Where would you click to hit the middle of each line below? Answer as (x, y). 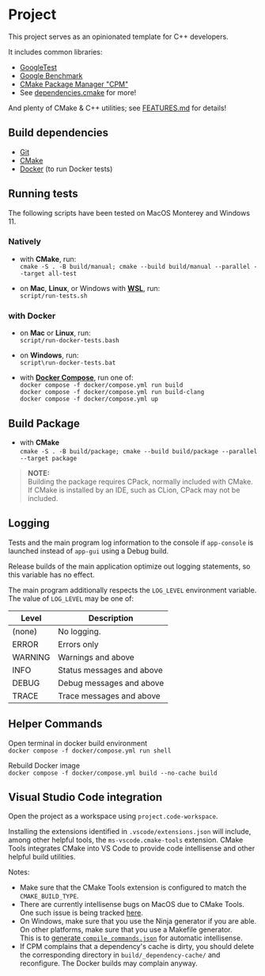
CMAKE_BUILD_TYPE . (49, 896)
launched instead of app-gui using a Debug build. (89, 551)
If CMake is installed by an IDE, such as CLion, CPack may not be (134, 490)
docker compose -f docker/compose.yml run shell (90, 751)
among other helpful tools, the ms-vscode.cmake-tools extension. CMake (126, 840)
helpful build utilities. (42, 857)
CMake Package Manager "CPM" (74, 84)
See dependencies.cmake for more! (78, 92)
